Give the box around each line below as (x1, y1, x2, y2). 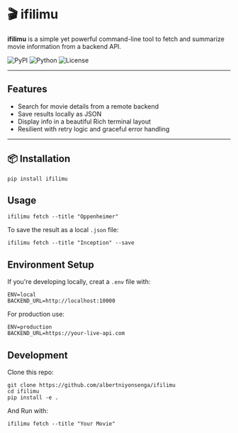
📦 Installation (7, 153, 71, 165)
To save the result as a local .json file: (7, 226, 119, 234)
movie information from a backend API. (7, 42, 122, 50)
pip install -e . (7, 394, 59, 401)
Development (7, 349, 69, 361)
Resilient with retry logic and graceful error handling (17, 124, 170, 133)
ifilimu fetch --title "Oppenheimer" (7, 213, 119, 221)
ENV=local (7, 291, 37, 299)
